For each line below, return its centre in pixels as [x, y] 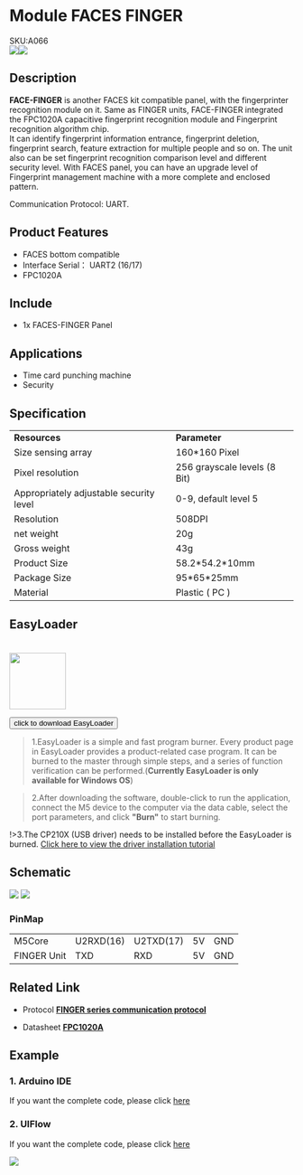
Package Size [43, 578]
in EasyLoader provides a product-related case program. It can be [154, 751]
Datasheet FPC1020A [63, 1027]
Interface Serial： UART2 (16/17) [82, 265]
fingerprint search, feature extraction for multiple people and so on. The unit [151, 148]
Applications [46, 353]
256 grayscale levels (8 [226, 467]
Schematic [40, 873]
